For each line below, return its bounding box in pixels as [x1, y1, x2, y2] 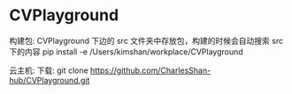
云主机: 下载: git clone [9, 65, 88, 76]
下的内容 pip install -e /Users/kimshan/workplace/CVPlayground [9, 46, 243, 57]
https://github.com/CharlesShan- [89, 65, 211, 76]
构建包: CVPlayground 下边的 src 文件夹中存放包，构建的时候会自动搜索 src [9, 35, 284, 46]
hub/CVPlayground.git [9, 75, 90, 85]
